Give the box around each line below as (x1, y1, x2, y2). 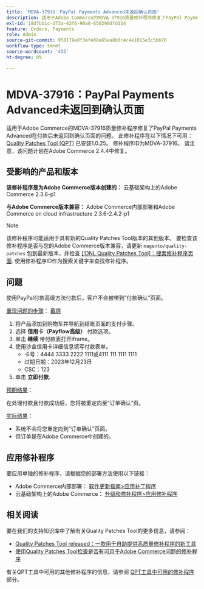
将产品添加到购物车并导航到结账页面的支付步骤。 (15, 320, 138, 328)
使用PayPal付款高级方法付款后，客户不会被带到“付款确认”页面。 (6, 294, 167, 302)
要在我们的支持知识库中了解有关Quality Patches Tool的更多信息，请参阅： (6, 527, 191, 534)
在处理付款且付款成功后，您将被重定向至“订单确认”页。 (6, 400, 144, 407)
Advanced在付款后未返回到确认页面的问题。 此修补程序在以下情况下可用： (6, 132, 193, 139)
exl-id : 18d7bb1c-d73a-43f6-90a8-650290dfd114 (6, 20, 126, 26)
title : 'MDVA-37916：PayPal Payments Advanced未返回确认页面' (6, 9, 160, 15)
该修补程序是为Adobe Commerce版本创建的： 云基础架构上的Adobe (6, 184, 178, 191)
